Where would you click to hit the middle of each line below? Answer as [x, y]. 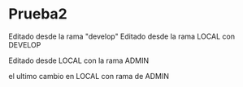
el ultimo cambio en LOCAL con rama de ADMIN [89, 76]
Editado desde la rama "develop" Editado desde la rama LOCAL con [122, 36]
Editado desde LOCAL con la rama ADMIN [78, 60]
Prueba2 [38, 14]
